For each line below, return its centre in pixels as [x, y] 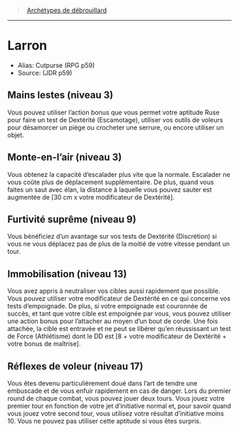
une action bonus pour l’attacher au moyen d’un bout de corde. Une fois [113, 321]
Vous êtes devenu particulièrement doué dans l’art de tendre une [102, 383]
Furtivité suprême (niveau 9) [72, 219]
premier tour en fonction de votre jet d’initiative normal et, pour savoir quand [119, 406]
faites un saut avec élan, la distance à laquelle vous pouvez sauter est [110, 189]
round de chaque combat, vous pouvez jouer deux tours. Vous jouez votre [116, 398]
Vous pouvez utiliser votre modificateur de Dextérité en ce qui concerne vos [119, 298]
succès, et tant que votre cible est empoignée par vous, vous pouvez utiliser [119, 314]
